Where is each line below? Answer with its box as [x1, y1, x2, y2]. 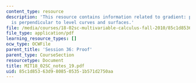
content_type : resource [6, 8, 64, 15]
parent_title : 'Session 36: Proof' [6, 47, 93, 53]
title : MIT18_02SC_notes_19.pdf [6, 63, 85, 69]
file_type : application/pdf [6, 30, 75, 36]
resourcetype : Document [6, 57, 64, 63]
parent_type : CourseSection [6, 52, 75, 58]
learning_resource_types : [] [6, 36, 77, 41]
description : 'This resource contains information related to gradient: [6, 14, 187, 20]
